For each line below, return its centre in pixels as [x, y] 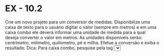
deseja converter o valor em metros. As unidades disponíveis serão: [74, 37]
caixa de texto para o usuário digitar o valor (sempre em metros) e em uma [81, 27]
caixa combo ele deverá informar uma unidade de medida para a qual [75, 32]
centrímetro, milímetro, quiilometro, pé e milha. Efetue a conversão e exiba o [82, 42]
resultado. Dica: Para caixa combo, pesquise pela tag [59, 48]
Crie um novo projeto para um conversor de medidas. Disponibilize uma [78, 22]
